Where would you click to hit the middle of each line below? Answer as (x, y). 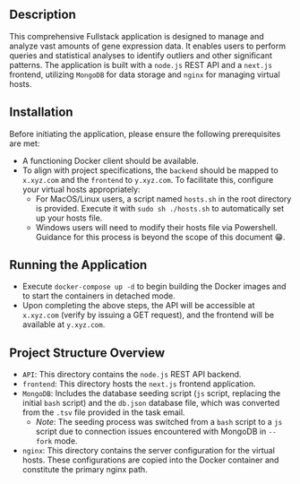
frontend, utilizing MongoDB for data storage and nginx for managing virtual (145, 74)
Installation (41, 112)
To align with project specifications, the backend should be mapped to (150, 170)
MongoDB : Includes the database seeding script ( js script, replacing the (151, 393)
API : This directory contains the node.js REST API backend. (132, 375)
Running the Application (78, 265)
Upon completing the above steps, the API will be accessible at (138, 306)
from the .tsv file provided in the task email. (103, 412)
